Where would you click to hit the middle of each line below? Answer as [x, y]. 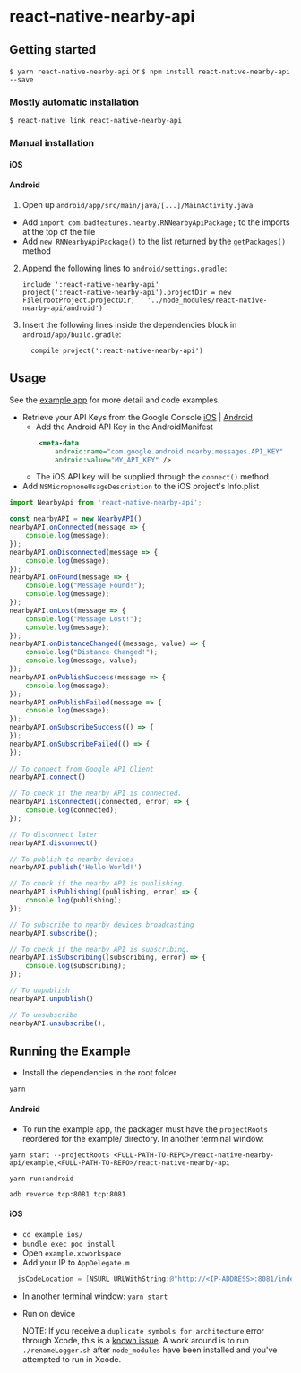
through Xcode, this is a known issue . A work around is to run [135, 1340]
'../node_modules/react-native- [207, 301]
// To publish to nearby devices [72, 859]
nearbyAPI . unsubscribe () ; [57, 1023]
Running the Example [70, 1051]
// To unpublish [39, 991]
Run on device [49, 1313]
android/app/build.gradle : [72, 334]
